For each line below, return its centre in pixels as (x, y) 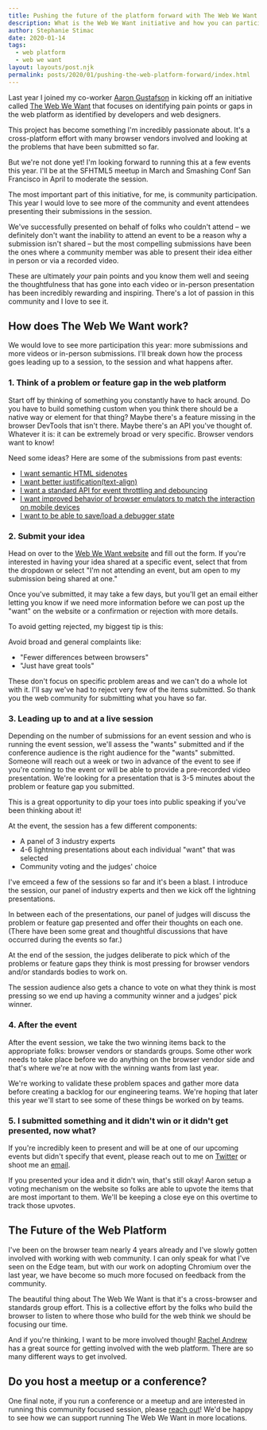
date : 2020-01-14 (37, 38)
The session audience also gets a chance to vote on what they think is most (132, 988)
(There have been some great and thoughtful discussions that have (118, 931)
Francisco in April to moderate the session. (78, 179)
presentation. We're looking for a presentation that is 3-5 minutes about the (132, 778)
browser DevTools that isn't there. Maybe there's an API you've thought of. (130, 426)
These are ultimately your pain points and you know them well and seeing (129, 276)
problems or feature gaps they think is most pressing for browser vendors (129, 964)
